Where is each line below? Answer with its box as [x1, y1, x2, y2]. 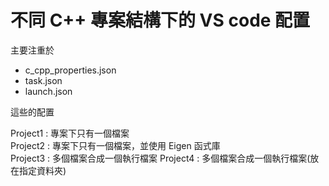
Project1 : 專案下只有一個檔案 [10, 127, 130, 139]
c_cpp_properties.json [24, 64, 117, 76]
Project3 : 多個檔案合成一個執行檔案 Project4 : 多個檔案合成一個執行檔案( [10, 152, 311, 164]
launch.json [24, 85, 73, 97]
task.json [24, 74, 63, 86]
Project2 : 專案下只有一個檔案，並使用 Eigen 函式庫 [10, 139, 221, 151]
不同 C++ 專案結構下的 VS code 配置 [10, 9, 311, 32]
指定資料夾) [18, 164, 67, 176]
